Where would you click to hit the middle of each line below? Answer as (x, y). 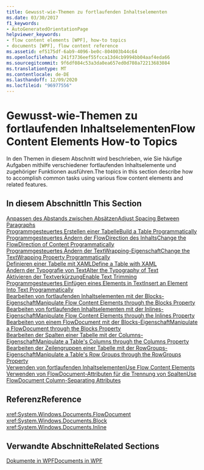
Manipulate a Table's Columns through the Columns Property (112, 341)
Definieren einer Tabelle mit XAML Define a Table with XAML (82, 263)
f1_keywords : (23, 23)
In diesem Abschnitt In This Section (74, 204)
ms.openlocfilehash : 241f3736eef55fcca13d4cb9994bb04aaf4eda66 (88, 57)
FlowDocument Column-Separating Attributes (64, 380)
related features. (27, 184)
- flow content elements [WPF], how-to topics (66, 40)
